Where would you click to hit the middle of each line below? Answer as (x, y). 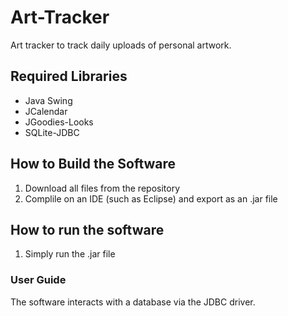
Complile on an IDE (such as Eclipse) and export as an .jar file (151, 198)
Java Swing (48, 100)
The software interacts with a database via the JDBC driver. (133, 302)
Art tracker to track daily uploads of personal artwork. (121, 45)
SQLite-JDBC (52, 132)
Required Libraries (69, 76)
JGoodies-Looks (59, 122)
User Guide (38, 280)
